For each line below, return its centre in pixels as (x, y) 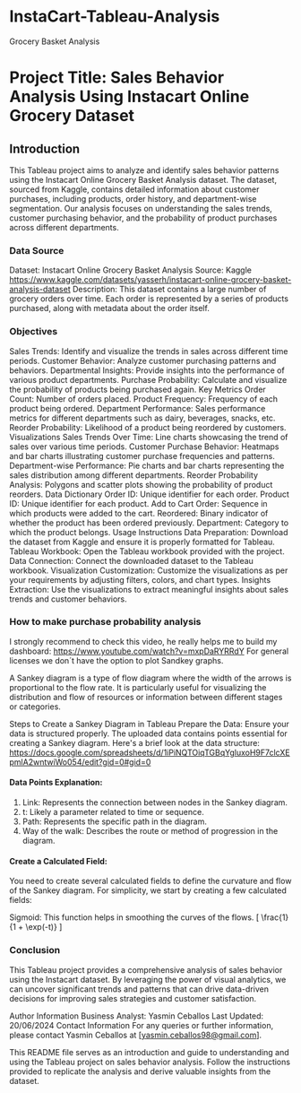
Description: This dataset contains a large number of (169, 290)
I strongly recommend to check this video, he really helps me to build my (143, 641)
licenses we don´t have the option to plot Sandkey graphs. (116, 660)
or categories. (35, 707)
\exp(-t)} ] (44, 927)
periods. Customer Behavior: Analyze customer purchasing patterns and (143, 360)
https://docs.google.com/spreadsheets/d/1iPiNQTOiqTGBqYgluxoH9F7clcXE (150, 752)
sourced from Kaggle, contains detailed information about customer (134, 189)
